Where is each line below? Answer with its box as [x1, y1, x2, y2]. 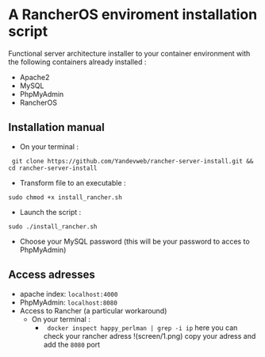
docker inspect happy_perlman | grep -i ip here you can [47, 323, 238, 332]
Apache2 [19, 72, 50, 82]
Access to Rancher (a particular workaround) [19, 305, 167, 315]
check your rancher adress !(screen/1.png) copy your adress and [43, 331, 256, 340]
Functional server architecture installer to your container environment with [8, 48, 251, 58]
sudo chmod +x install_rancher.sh [8, 193, 123, 202]
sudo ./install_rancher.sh [8, 222, 98, 231]
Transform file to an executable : [19, 178, 126, 187]
